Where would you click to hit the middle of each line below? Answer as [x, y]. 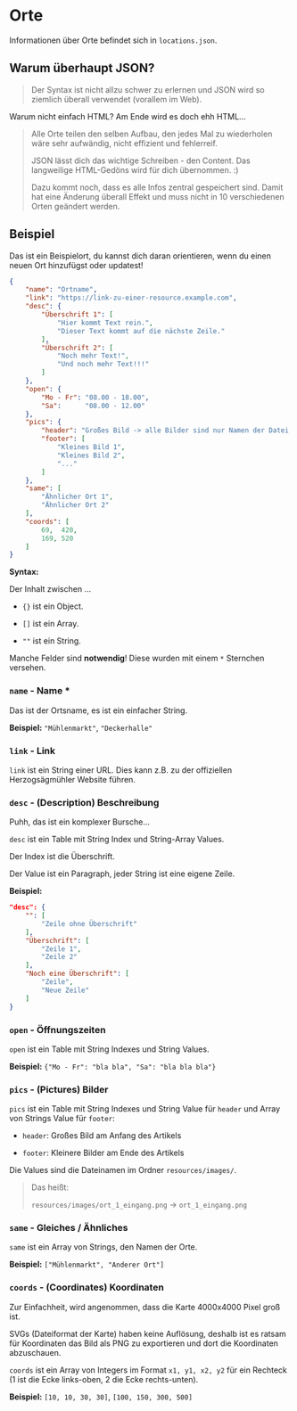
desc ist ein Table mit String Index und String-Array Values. [117, 840]
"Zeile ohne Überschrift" [90, 923]
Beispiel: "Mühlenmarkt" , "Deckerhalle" [81, 727]
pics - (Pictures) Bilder [59, 1089]
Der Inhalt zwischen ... [50, 589]
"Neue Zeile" [66, 990]
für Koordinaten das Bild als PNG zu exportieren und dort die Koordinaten [144, 1343]
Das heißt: [50, 1187]
